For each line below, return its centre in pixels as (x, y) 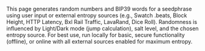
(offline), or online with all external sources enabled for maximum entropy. (99, 41)
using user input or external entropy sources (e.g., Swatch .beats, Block (97, 15)
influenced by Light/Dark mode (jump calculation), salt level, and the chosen (102, 28)
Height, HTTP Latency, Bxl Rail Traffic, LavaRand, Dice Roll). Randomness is (102, 22)
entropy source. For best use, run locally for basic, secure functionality (96, 35)
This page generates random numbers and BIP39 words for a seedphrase (99, 9)
